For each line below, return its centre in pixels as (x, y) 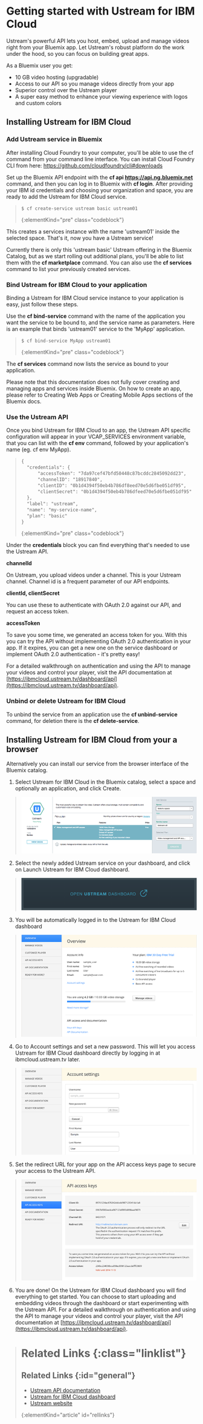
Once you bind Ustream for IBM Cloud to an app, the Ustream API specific (98, 430)
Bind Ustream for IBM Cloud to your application (77, 284)
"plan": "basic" (47, 516)
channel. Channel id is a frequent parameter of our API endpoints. (88, 582)
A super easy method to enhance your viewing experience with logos (101, 96)
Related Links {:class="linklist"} (103, 1353)
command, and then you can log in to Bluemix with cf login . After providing (100, 184)
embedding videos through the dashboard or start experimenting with (102, 1303)
